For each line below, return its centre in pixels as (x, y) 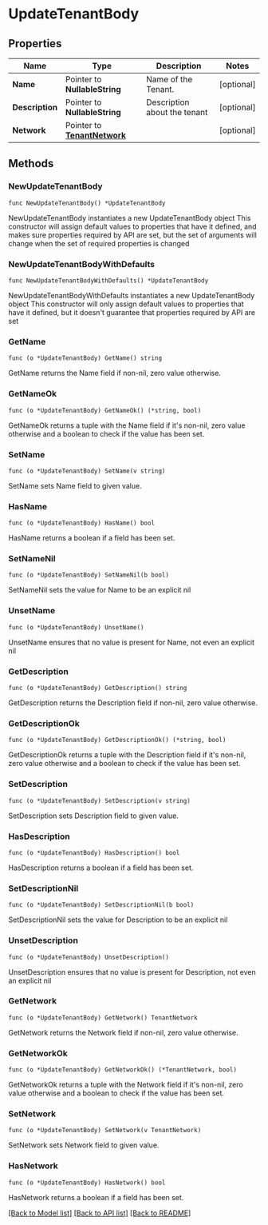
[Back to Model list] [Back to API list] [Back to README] (100, 1213)
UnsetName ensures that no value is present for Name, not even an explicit (132, 642)
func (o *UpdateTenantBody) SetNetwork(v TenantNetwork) (105, 1131)
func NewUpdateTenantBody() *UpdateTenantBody (87, 203)
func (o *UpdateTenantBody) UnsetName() (77, 627)
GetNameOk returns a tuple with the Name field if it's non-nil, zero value (127, 425)
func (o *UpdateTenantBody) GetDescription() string (98, 688)
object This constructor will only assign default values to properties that (126, 304)
